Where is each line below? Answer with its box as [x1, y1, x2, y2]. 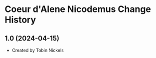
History [4, 14, 36, 25]
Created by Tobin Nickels [11, 47, 64, 53]
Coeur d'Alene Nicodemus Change [4, 3, 152, 15]
